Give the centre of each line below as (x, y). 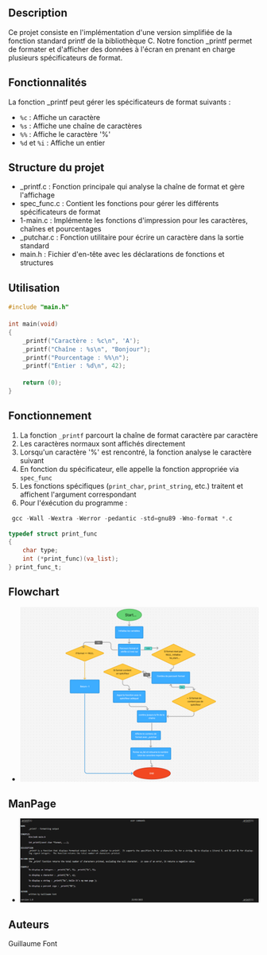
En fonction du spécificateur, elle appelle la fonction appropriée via (130, 469)
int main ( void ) (33, 324)
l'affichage (37, 195)
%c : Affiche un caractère (60, 117)
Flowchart (34, 592)
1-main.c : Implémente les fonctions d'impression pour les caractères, (133, 220)
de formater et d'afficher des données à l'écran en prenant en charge (122, 49)
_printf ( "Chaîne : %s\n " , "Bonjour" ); (87, 349)
